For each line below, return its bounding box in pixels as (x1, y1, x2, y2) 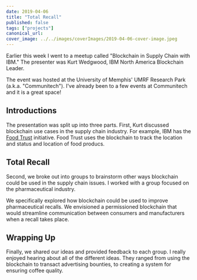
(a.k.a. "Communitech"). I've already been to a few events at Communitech (6, 83, 188, 89)
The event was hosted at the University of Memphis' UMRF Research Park (6, 76, 186, 83)
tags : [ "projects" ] (6, 25, 54, 31)
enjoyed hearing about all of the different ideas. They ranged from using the (6, 255, 190, 262)
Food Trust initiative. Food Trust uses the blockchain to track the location (6, 134, 183, 141)
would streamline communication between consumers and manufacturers (6, 209, 185, 216)
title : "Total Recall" (6, 14, 62, 20)
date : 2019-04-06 (6, 8, 49, 15)
